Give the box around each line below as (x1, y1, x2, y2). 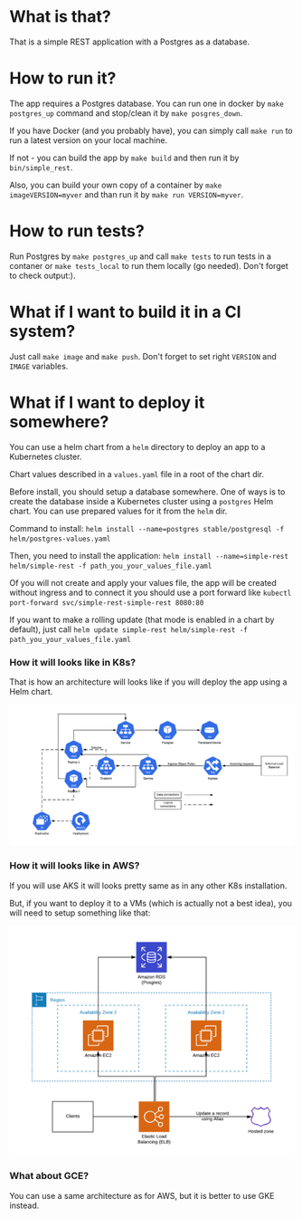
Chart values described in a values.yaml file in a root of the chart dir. (9, 468, 265, 479)
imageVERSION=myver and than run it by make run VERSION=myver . (9, 188, 244, 200)
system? (9, 321, 76, 341)
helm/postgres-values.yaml (9, 534, 111, 543)
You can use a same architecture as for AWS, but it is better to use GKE (9, 1190, 275, 1201)
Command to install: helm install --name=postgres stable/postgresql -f (9, 523, 285, 533)
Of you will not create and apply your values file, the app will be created (9, 577, 278, 588)
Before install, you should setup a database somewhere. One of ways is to (9, 486, 286, 497)
